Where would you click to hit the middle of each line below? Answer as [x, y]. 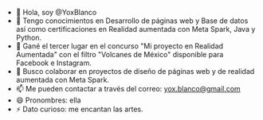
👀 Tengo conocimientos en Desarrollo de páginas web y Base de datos [132, 21]
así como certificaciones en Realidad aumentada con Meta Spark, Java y [135, 29]
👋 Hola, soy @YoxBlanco [56, 12]
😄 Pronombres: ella [48, 100]
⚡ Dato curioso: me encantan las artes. [79, 109]
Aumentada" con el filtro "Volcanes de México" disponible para [120, 54]
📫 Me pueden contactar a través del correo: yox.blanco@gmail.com [128, 89]
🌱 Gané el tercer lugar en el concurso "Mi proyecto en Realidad [120, 46]
